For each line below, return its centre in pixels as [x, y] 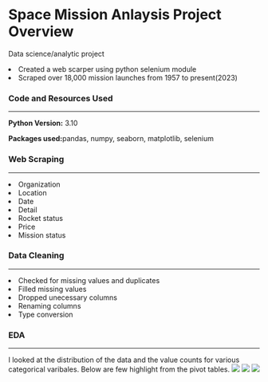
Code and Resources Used [61, 98]
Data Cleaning [36, 255]
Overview [41, 32]
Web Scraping [36, 159]
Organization [40, 184]
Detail [28, 210]
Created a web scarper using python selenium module [108, 69]
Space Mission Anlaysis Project [115, 15]
